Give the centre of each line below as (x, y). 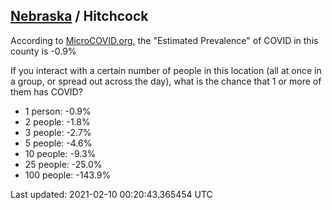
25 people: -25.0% (63, 164)
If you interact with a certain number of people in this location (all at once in (166, 70)
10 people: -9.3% (60, 153)
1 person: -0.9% (58, 111)
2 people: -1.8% (57, 121)
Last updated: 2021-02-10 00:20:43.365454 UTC (111, 194)
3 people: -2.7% (58, 132)
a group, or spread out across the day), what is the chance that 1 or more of (166, 81)
